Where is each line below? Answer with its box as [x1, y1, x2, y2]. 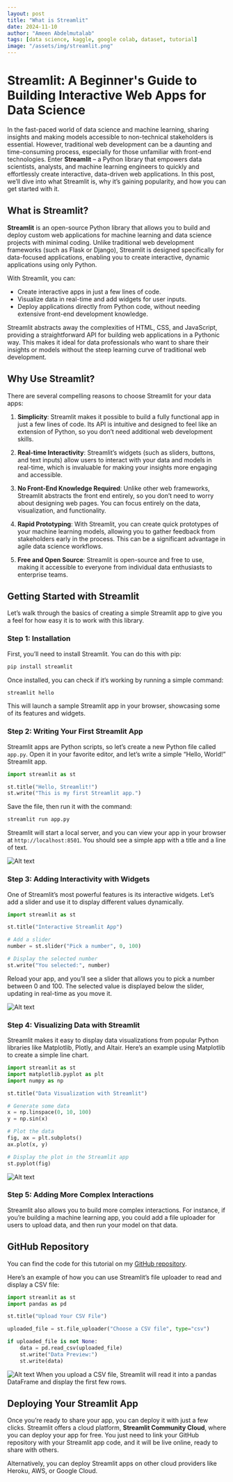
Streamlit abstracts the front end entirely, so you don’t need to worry [17, 491, 214, 499]
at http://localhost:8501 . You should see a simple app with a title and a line [7, 836, 226, 845]
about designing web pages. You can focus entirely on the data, [17, 499, 200, 507]
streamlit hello [7, 689, 54, 696]
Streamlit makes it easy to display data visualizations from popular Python [7, 1036, 219, 1045]
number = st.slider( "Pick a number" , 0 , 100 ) [7, 943, 141, 950]
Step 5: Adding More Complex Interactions [7, 1190, 154, 1200]
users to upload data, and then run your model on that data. [7, 1220, 178, 1229]
